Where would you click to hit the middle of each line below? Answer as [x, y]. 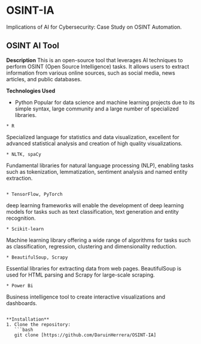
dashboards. [22, 303]
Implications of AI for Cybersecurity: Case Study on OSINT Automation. [94, 27]
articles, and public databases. [44, 79]
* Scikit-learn [25, 229]
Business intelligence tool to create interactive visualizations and [86, 297]
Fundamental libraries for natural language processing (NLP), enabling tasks [100, 165]
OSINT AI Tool [33, 46]
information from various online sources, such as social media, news [91, 73]
